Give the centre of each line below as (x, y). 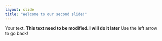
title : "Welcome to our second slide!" (46, 14)
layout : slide (20, 10)
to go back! (17, 33)
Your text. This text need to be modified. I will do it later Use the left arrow (81, 28)
